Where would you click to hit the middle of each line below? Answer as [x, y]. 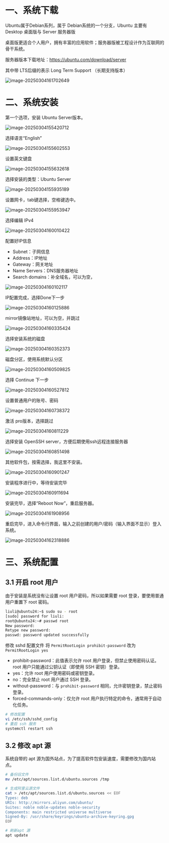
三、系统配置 [32, 562]
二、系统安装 [32, 103]
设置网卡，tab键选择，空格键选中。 [42, 199]
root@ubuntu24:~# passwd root [37, 621]
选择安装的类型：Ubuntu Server [38, 179]
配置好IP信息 [18, 240]
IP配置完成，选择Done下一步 [35, 297]
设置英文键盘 [18, 158]
